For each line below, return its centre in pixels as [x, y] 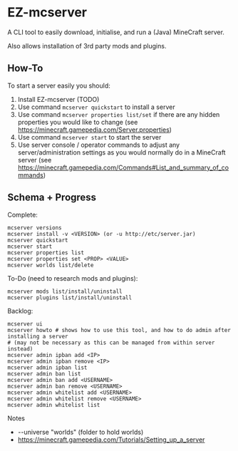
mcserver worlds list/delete [51, 265]
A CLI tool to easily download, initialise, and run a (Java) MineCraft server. [116, 32]
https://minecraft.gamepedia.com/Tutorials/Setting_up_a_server [111, 440]
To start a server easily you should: [59, 85]
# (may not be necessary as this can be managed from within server [111, 343]
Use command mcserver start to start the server [89, 137]
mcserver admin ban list [44, 374]
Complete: [22, 214]
